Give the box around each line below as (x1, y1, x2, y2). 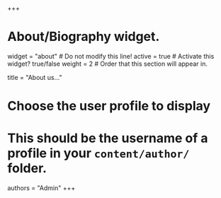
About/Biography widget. (7, 29, 160, 45)
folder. (7, 161, 47, 177)
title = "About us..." (7, 73, 62, 81)
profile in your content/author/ (7, 146, 190, 161)
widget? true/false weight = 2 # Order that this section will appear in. (7, 59, 208, 68)
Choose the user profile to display (7, 98, 211, 114)
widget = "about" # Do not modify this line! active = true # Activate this (7, 52, 215, 60)
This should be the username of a (7, 130, 208, 146)
